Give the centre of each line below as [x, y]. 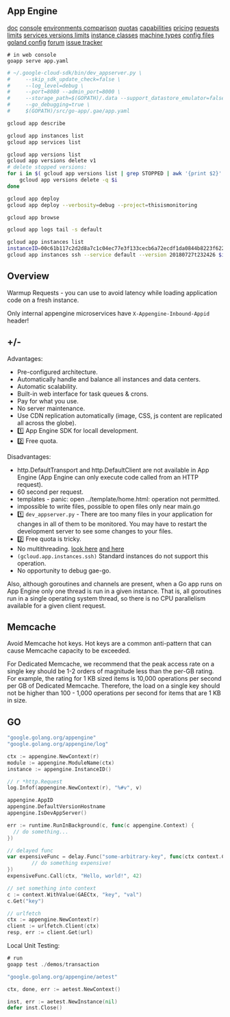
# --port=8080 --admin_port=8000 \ [64, 92]
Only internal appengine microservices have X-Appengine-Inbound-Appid [108, 313]
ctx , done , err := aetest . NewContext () [64, 989]
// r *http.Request [35, 781]
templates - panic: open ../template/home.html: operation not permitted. [118, 499]
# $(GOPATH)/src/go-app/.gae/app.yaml [68, 111]
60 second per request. [50, 492]
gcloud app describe [37, 123]
